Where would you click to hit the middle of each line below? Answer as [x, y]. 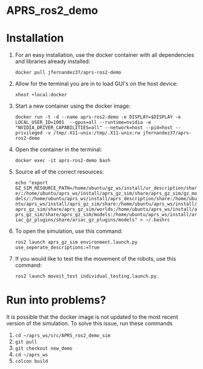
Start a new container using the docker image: [73, 106]
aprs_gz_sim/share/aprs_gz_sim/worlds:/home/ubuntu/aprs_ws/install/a [106, 209]
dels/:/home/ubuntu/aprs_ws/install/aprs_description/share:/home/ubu [106, 199]
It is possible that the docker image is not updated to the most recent [92, 317]
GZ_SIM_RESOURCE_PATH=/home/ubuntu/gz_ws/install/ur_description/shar [106, 188]
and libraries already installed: [53, 62]
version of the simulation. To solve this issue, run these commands [89, 324]
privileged [29, 133]
